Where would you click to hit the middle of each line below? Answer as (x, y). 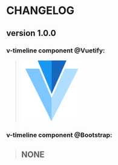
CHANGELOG (40, 11)
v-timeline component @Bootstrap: (59, 135)
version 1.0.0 (31, 33)
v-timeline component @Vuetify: (56, 51)
